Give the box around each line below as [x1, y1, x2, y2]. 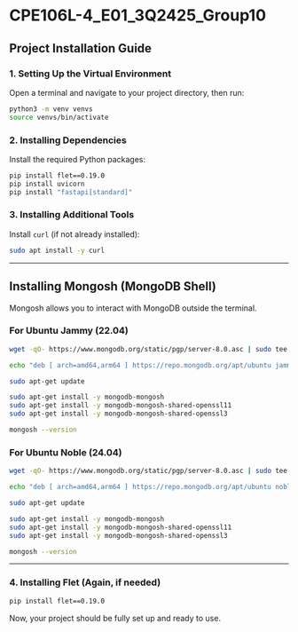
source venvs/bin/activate [9, 113, 109, 122]
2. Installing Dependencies [9, 134, 127, 146]
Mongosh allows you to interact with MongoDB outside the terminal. [9, 303, 257, 313]
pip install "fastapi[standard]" [9, 187, 133, 196]
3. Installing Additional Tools [9, 209, 135, 221]
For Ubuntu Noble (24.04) [9, 446, 122, 458]
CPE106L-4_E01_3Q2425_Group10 [9, 5, 267, 26]
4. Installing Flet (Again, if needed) [9, 576, 161, 589]
